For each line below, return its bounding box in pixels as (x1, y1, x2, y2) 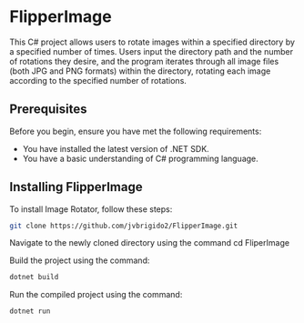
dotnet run (9, 307, 51, 316)
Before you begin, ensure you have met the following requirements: (9, 126, 262, 136)
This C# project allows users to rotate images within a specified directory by (9, 36, 296, 47)
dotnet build (9, 273, 59, 282)
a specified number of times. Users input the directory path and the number (9, 45, 294, 56)
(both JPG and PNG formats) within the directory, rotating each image (9, 66, 271, 76)
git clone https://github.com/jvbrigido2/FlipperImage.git (9, 221, 238, 230)
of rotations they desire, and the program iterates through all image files (9, 56, 279, 66)
